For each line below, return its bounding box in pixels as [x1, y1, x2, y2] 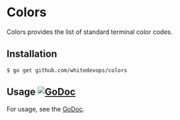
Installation [6, 48, 57, 60]
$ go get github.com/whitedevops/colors [6, 66, 128, 74]
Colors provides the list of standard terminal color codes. [6, 28, 173, 36]
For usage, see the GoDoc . [6, 104, 85, 113]
